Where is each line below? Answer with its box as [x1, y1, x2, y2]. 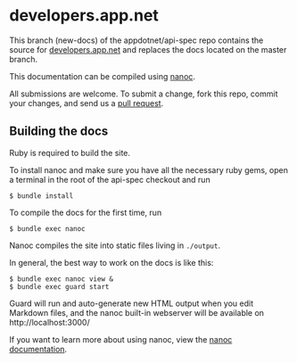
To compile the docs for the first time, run [9, 207, 162, 218]
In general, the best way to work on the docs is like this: [9, 257, 214, 268]
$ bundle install [9, 191, 74, 201]
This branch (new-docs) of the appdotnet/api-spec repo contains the [9, 35, 264, 45]
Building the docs [9, 124, 109, 139]
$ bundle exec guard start [9, 282, 110, 291]
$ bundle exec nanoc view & [9, 274, 114, 284]
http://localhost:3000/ [9, 317, 91, 327]
